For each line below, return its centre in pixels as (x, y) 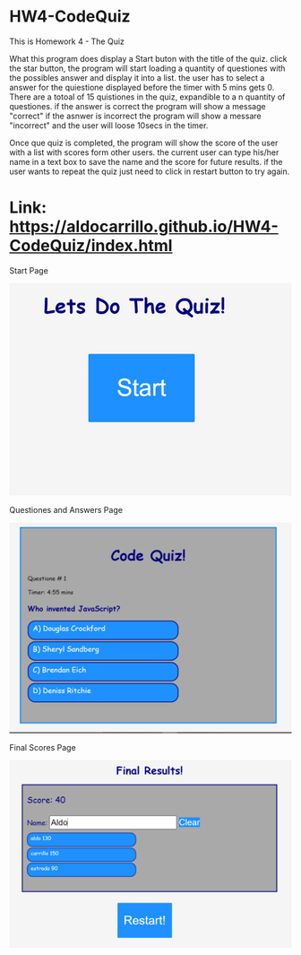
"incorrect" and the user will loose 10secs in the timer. (109, 125)
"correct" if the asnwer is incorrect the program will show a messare (135, 116)
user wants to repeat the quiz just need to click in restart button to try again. (150, 171)
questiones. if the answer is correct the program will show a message (138, 106)
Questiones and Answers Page (66, 509)
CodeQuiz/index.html (91, 246)
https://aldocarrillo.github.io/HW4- (144, 227)
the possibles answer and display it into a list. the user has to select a (137, 77)
